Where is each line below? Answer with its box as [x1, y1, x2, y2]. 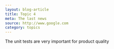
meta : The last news [5, 16, 47, 21]
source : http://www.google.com [5, 20, 69, 26]
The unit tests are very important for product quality [5, 38, 110, 44]
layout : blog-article [5, 7, 49, 12]
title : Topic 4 [5, 12, 36, 16]
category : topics [5, 25, 40, 30]
